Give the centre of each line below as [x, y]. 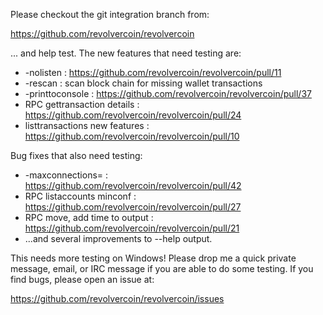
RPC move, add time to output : [89, 217]
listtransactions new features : [87, 125]
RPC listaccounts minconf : [80, 196]
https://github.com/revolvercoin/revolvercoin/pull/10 [132, 136]
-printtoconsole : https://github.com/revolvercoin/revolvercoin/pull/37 [168, 93]
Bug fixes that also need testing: [76, 155]
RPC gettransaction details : [82, 104]
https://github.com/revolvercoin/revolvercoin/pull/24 [133, 115]
